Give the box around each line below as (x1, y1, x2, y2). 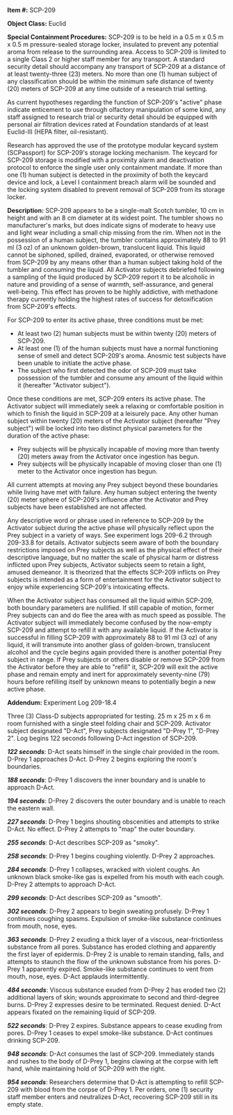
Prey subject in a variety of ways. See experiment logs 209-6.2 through (7, 531, 212, 539)
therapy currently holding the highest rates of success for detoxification (7, 295, 214, 303)
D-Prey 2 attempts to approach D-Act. (7, 880, 117, 888)
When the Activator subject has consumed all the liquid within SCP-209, (7, 596, 214, 604)
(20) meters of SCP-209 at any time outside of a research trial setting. (7, 85, 208, 93)
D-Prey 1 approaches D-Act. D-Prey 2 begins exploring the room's (7, 755, 197, 763)
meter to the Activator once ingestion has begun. (17, 467, 158, 475)
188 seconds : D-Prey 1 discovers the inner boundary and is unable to (7, 776, 206, 784)
